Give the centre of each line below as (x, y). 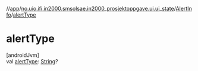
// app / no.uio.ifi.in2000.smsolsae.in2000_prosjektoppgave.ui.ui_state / (91, 9)
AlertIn (184, 9)
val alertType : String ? (32, 61)
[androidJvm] (23, 55)
